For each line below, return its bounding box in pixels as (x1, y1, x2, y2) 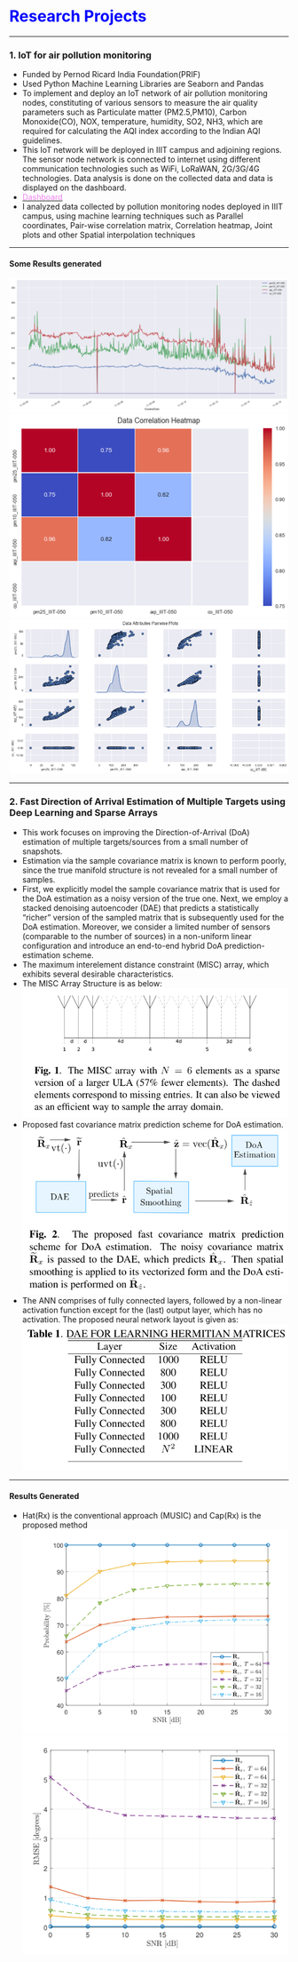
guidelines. (21, 135, 63, 146)
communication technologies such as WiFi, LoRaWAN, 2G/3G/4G (21, 163, 260, 174)
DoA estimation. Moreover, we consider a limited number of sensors (21, 921, 271, 932)
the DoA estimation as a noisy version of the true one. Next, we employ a (21, 893, 289, 904)
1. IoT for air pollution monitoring (9, 49, 153, 61)
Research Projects (9, 6, 147, 27)
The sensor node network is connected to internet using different (21, 154, 262, 165)
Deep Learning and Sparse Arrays (9, 807, 158, 819)
